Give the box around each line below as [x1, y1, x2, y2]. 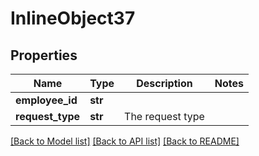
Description [136, 77, 193, 90]
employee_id [15, 93, 78, 107]
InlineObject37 [10, 7, 136, 30]
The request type [124, 110, 205, 123]
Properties [10, 47, 78, 64]
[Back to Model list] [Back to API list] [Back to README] [10, 135, 240, 147]
